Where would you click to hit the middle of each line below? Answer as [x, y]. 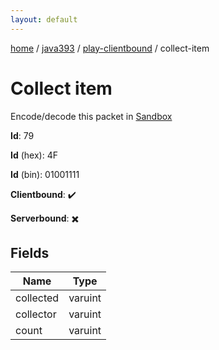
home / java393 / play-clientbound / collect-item [110, 48]
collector [36, 314]
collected [37, 298]
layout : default [44, 19]
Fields [30, 252]
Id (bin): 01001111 [45, 174]
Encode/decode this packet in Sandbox [91, 116]
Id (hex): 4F [34, 155]
